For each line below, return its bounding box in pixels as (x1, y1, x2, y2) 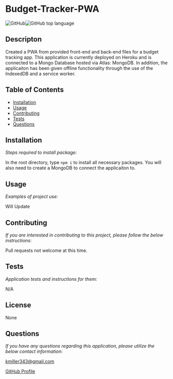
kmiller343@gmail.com (5, 358, 55, 365)
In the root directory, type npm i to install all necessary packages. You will (5, 159, 162, 166)
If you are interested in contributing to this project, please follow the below (5, 232, 164, 238)
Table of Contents (5, 85, 64, 94)
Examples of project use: (5, 193, 58, 200)
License (5, 301, 31, 310)
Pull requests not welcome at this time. (5, 247, 88, 254)
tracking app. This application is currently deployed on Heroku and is (5, 54, 152, 60)
